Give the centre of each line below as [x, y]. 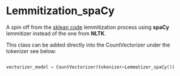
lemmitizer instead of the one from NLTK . [56, 33]
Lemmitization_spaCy [60, 11]
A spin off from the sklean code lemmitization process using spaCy [88, 27]
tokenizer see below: [31, 51]
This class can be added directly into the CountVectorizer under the [88, 45]
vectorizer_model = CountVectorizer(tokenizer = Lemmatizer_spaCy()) [91, 67]
